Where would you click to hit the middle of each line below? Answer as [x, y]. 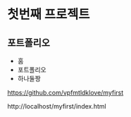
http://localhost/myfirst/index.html [57, 106]
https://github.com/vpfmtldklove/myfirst [65, 93]
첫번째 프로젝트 [49, 14]
